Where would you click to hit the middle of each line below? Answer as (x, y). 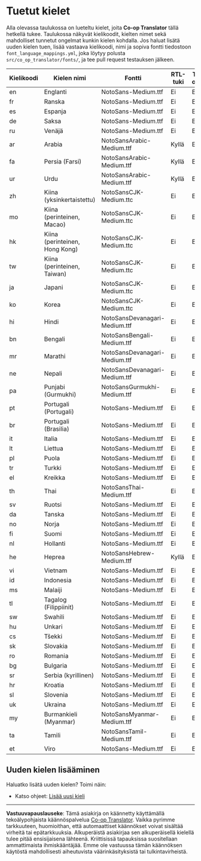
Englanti (55, 92)
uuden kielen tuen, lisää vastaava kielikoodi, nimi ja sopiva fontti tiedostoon (99, 47)
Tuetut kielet (38, 11)
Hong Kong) (61, 249)
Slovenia (56, 694)
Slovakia (56, 646)
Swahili (54, 617)
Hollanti (55, 543)
